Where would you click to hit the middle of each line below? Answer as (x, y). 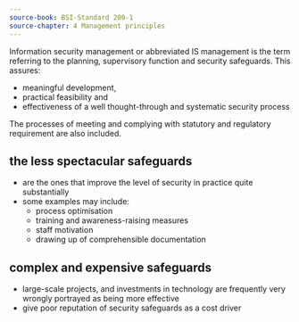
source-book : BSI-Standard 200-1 (71, 17)
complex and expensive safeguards (111, 267)
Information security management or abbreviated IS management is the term (150, 51)
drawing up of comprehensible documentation (121, 239)
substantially (46, 192)
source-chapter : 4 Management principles (87, 26)
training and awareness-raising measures (112, 220)
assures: (25, 70)
